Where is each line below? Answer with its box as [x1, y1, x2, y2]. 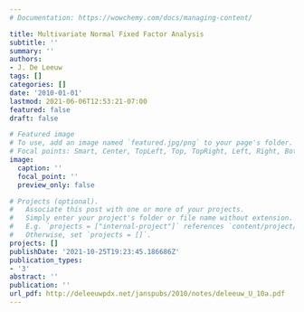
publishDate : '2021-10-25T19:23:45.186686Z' [9, 247, 180, 256]
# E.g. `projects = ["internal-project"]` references [9, 222, 224, 232]
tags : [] [9, 71, 43, 81]
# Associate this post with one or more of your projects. [9, 205, 245, 214]
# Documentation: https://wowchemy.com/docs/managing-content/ [9, 13, 253, 23]
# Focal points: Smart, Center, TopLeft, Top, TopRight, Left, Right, [9, 147, 281, 156]
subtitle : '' [9, 38, 59, 47]
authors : [9, 55, 43, 64]
